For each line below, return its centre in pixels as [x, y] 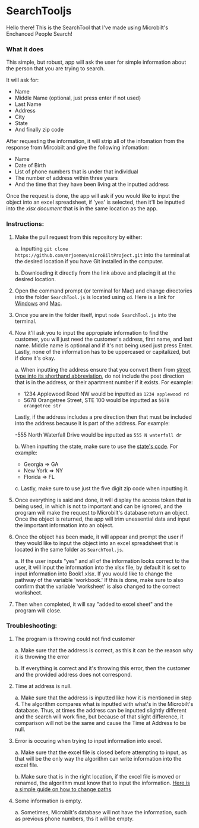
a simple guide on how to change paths [63, 789]
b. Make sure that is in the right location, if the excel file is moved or [98, 776]
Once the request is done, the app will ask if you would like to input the [93, 196]
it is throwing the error [42, 656]
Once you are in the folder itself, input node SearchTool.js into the [95, 315]
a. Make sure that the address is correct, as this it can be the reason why [104, 650]
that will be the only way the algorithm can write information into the [98, 758]
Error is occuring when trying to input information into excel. [88, 740]
